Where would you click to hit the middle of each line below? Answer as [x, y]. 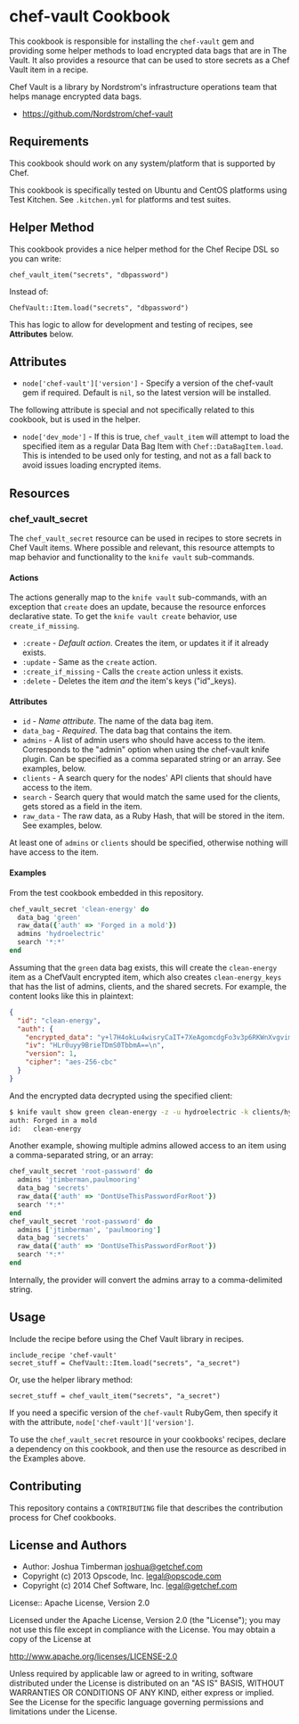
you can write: [36, 258]
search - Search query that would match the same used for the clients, [151, 797]
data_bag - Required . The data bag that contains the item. [127, 731]
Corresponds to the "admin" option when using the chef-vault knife [145, 750]
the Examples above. [48, 1458]
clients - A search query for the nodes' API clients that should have [147, 778]
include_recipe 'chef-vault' [63, 1355]
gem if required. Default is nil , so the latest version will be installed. [146, 393]
